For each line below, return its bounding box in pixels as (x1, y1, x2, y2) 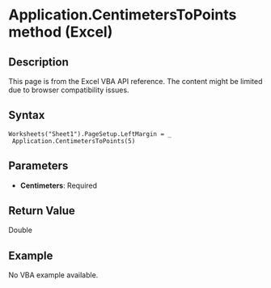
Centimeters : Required (19, 180, 98, 190)
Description (8, 55, 69, 69)
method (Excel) (8, 23, 113, 41)
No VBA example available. (8, 270, 99, 280)
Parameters (8, 159, 69, 173)
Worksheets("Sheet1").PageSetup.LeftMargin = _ (8, 129, 172, 138)
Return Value (8, 204, 75, 218)
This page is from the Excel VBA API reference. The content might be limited (8, 77, 263, 86)
